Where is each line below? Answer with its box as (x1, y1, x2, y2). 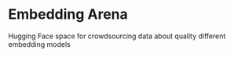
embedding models (8, 39, 71, 48)
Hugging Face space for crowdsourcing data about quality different (8, 31, 226, 41)
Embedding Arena (8, 5, 128, 23)
